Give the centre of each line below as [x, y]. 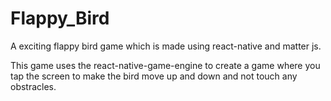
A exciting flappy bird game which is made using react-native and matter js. [166, 46]
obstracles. [33, 86]
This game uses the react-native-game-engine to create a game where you [165, 65]
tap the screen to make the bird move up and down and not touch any [154, 76]
